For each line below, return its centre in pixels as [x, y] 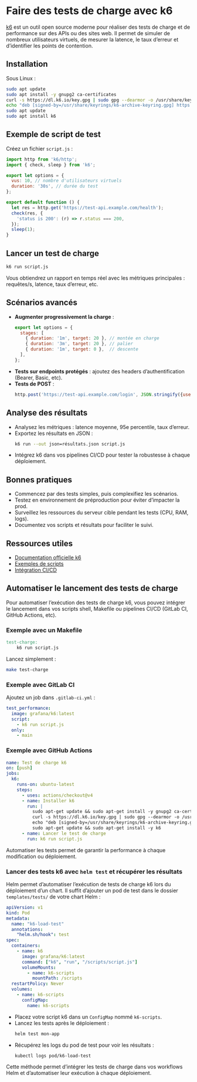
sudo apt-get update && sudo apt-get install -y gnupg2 [102, 812]
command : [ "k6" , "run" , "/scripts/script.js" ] [79, 962]
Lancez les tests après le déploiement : [62, 1023]
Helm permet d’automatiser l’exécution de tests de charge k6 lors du [89, 884]
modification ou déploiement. [42, 856]
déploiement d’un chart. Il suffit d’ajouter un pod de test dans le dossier [92, 890]
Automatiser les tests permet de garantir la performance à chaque [86, 850]
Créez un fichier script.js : [40, 148]
